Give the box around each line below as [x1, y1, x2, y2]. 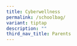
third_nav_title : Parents [6, 31, 71, 37]
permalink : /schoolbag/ [6, 14, 66, 20]
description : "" [6, 25, 47, 32]
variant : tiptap [6, 20, 47, 26]
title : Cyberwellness [6, 8, 61, 15]
